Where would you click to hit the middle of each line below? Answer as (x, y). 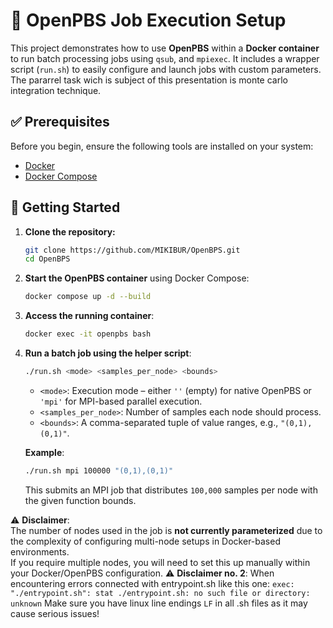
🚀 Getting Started (65, 207)
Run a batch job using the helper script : (108, 353)
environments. (40, 551)
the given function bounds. (80, 500)
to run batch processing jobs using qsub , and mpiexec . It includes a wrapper (165, 58)
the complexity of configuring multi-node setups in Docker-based (145, 541)
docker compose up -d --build (88, 297)
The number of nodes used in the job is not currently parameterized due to (166, 530)
